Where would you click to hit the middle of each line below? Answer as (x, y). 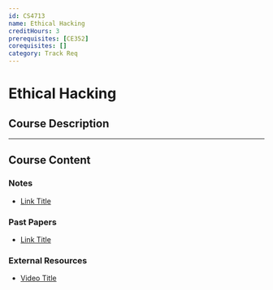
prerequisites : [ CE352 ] (49, 38)
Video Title (38, 278)
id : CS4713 (27, 16)
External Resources (48, 260)
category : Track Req (43, 53)
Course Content (50, 160)
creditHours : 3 (34, 31)
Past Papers (32, 222)
